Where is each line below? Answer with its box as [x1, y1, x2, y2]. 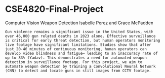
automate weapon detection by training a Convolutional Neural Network [5, 64, 156, 69]
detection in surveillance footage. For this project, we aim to [5, 59, 142, 65]
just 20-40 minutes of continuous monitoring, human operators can [5, 46, 147, 51]
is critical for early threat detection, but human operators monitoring [5, 38, 161, 43]
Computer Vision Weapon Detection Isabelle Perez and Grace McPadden [5, 20, 154, 26]
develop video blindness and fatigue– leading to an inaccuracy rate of [5, 51, 158, 56]
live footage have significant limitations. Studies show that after [5, 42, 152, 47]
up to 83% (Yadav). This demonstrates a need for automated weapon [5, 55, 147, 60]
